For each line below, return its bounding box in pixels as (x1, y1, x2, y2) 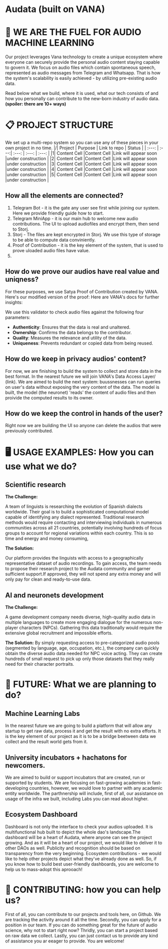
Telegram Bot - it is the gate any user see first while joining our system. (12, 204, 160, 210)
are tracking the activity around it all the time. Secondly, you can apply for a (5, 916, 161, 922)
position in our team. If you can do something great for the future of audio (5, 922, 158, 928)
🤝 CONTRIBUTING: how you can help (5, 884, 161, 895)
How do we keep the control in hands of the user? (5, 409, 163, 417)
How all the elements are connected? (5, 191, 124, 200)
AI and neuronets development (5, 591, 104, 599)
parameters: (5, 314, 31, 320)
